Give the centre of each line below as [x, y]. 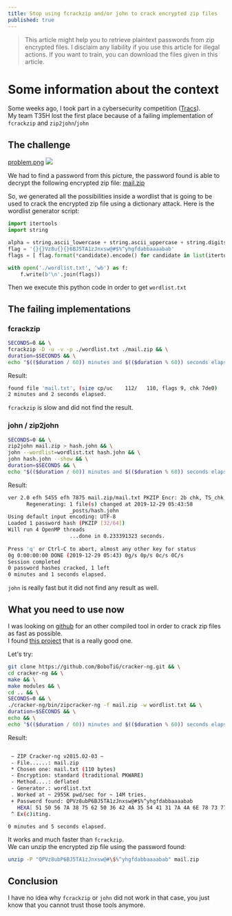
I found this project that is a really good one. [70, 641]
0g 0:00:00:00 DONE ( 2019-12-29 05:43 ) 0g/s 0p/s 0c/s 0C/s [96, 555]
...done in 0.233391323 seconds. [117, 536]
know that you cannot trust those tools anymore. [76, 905]
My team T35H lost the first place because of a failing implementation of [110, 116]
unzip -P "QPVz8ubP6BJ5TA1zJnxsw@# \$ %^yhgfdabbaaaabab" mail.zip [103, 859]
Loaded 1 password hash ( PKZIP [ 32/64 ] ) [67, 524]
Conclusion [33, 881]
